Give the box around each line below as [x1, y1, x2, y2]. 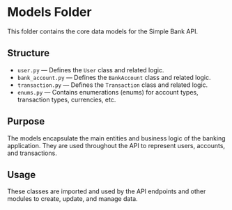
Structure [7, 47, 50, 59]
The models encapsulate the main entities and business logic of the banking [7, 134, 226, 143]
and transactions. [7, 149, 57, 157]
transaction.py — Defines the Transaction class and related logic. [17, 81, 208, 89]
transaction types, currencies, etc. [17, 95, 116, 104]
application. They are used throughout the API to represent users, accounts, [7, 141, 225, 150]
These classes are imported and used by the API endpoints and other [7, 187, 206, 195]
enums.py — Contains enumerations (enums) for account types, [17, 88, 199, 96]
